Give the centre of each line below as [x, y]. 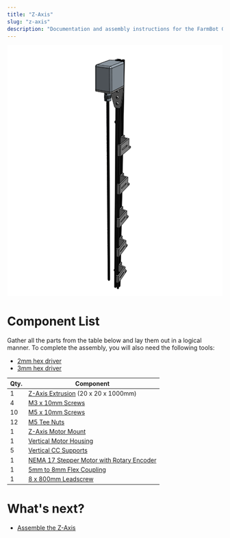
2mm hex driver [39, 361]
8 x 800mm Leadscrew [61, 479]
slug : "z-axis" [29, 22]
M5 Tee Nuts [47, 422]
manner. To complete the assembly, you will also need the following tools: [111, 348]
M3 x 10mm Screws [57, 403]
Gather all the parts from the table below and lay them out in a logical [104, 341]
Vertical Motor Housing [61, 441]
